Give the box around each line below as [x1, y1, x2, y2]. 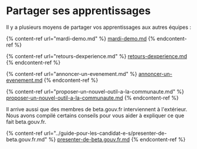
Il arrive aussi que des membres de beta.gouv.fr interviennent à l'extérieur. [6, 105, 188, 112]
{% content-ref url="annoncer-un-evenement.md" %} [6, 70, 137, 77]
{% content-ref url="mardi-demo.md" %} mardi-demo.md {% [6, 35, 156, 42]
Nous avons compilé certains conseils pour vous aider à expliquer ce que [6, 112, 185, 119]
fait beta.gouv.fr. [6, 118, 47, 125]
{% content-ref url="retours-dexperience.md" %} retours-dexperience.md [6, 52, 188, 59]
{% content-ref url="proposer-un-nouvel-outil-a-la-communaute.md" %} [6, 88, 185, 95]
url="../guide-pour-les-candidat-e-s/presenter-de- [44, 130, 167, 137]
